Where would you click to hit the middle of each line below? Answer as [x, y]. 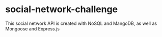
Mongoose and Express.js [33, 28]
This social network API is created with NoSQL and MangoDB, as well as [81, 23]
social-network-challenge [62, 9]
